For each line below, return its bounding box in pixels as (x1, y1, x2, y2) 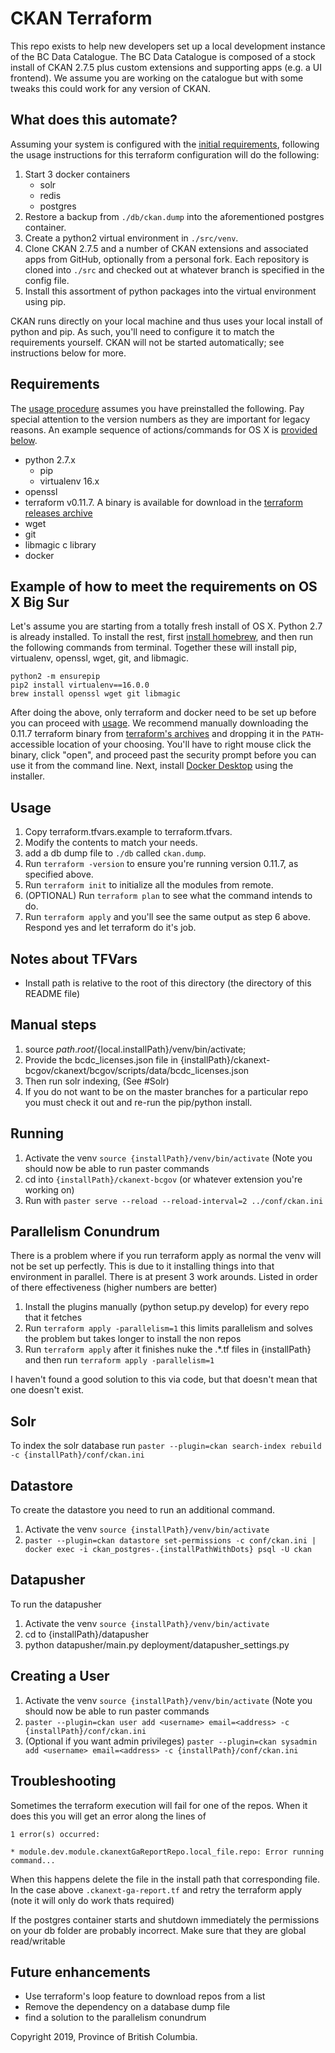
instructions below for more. (10, 347, 127, 359)
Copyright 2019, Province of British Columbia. (10, 2031, 198, 2043)
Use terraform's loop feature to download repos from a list (24, 1990, 266, 2002)
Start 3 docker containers (24, 168, 131, 180)
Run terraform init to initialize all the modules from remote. (24, 879, 274, 891)
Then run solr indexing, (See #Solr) (24, 1075, 170, 1087)
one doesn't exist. (10, 1384, 85, 1396)
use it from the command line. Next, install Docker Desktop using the (10, 760, 294, 772)
